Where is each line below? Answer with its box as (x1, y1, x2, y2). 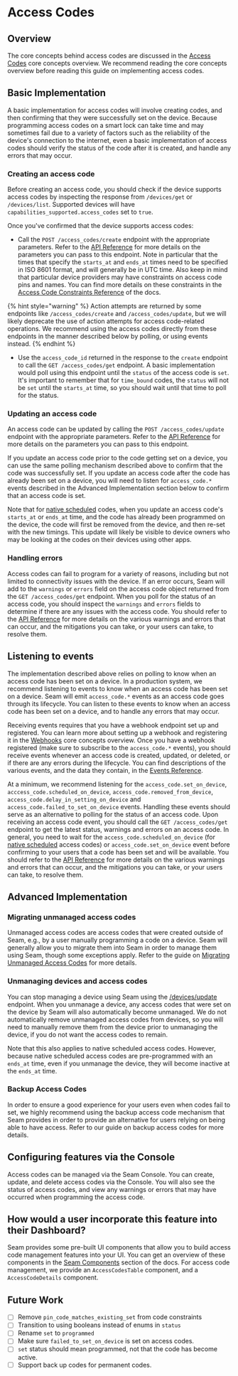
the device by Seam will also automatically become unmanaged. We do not (7, 1007, 227, 1016)
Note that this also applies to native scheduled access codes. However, (7, 1044, 216, 1052)
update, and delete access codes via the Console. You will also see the (7, 1177, 215, 1186)
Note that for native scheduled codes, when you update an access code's (7, 505, 224, 514)
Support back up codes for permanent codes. (17, 1360, 152, 1369)
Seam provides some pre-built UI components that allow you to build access (7, 1243, 231, 1252)
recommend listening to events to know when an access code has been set (7, 684, 228, 693)
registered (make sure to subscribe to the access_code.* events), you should (7, 743, 231, 752)
